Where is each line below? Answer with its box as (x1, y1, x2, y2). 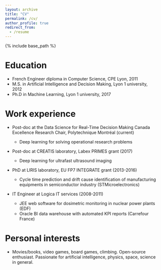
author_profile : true (5, 20, 49, 26)
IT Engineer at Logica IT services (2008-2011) (12, 191, 103, 197)
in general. (12, 259, 34, 265)
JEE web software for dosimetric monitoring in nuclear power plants (19, 200, 155, 206)
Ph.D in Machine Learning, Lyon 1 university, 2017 (12, 91, 111, 97)
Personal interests (5, 233, 80, 244)
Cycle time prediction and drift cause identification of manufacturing (19, 176, 156, 182)
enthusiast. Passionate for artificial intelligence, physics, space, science (12, 254, 156, 260)
